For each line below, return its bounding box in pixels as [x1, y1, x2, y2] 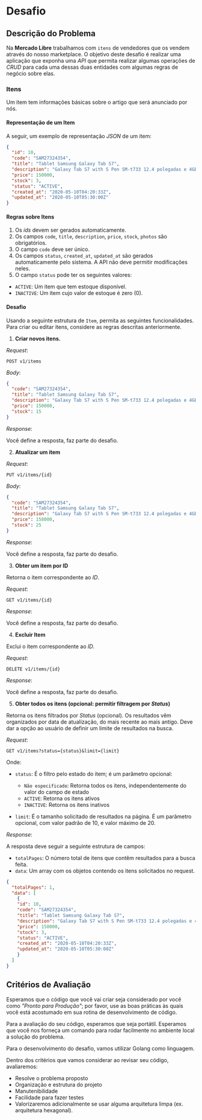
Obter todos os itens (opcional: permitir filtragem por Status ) [14, 700, 170, 707]
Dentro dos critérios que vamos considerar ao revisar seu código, [6, 1056, 169, 1063]
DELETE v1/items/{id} [6, 666, 61, 672]
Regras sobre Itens [6, 213, 55, 220]
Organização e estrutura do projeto [14, 1081, 102, 1088]
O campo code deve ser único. [14, 246, 90, 253]
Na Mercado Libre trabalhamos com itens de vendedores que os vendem [6, 44, 190, 51]
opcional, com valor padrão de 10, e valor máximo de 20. [14, 819, 156, 826]
